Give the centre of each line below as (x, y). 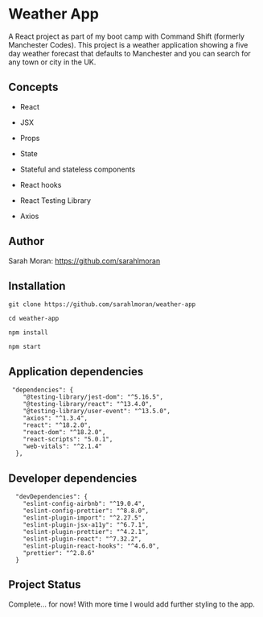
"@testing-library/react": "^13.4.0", (88, 404)
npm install (28, 333)
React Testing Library (55, 200)
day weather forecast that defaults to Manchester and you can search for (129, 53)
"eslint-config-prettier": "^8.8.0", (86, 511)
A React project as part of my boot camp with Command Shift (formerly (127, 36)
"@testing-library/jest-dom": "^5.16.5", (93, 397)
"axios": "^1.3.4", (55, 418)
